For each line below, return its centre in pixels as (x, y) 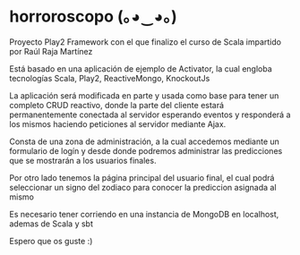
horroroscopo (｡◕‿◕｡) (93, 17)
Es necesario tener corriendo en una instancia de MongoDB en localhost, (144, 214)
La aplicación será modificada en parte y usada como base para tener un (144, 95)
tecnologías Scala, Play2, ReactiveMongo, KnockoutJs (110, 78)
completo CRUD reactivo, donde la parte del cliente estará (117, 105)
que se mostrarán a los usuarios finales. (83, 160)
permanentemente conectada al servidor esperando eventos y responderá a (150, 115)
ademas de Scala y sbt (51, 224)
